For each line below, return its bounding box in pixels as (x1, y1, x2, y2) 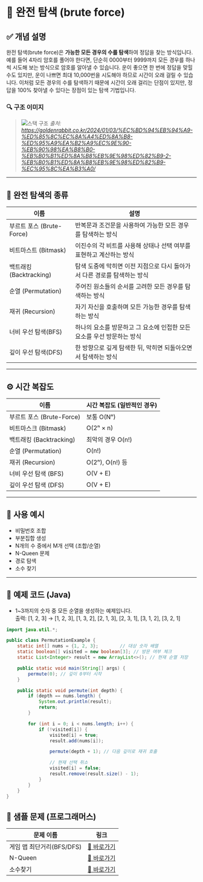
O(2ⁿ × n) (86, 423, 114, 432)
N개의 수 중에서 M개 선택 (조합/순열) (14, 542, 101, 549)
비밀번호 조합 (14, 527, 47, 534)
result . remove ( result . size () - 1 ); (49, 771, 139, 777)
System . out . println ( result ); (38, 699, 112, 705)
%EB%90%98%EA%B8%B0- (21, 146, 95, 153)
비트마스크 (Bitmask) (9, 424, 66, 433)
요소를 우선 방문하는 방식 (75, 332, 142, 341)
